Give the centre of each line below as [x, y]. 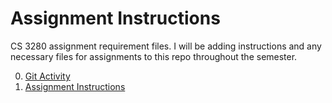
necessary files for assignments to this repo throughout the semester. [154, 56]
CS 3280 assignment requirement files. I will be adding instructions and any [166, 46]
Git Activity [47, 76]
